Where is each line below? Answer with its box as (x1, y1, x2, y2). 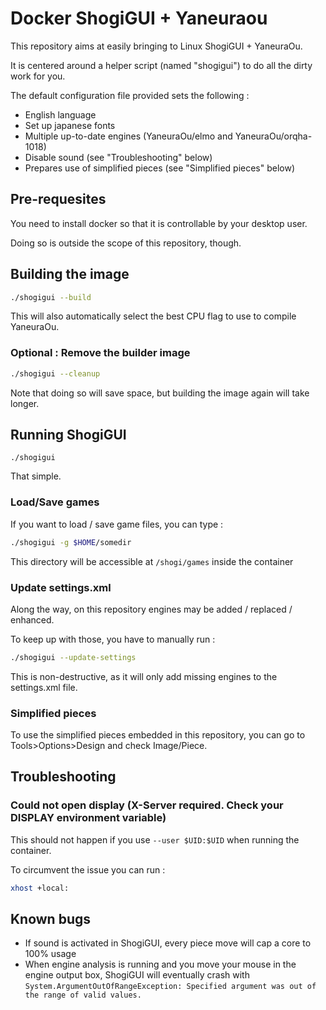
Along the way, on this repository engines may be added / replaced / (10, 603, 293, 615)
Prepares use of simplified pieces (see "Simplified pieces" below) (24, 162, 296, 174)
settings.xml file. (10, 681, 78, 693)
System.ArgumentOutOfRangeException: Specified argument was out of (24, 982, 317, 992)
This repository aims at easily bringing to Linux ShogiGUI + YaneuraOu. (10, 40, 303, 52)
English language (24, 108, 97, 121)
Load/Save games (10, 495, 100, 509)
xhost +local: (10, 883, 70, 893)
